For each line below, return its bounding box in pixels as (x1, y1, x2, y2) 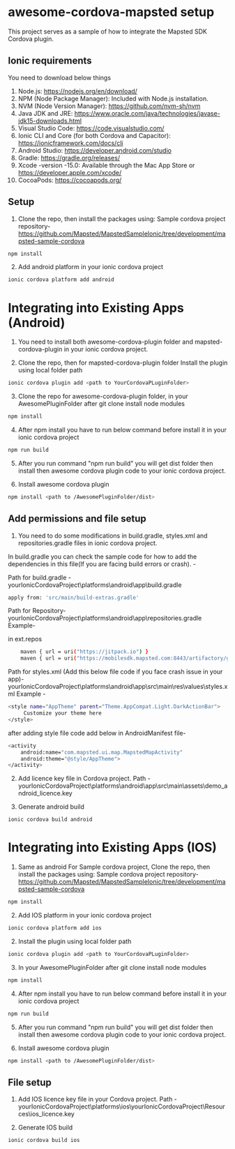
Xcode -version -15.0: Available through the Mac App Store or (17, 161, 195, 169)
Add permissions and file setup (8, 513, 146, 525)
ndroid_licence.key (17, 789, 73, 798)
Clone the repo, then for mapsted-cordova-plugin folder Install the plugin (17, 358, 228, 367)
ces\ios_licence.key (17, 1110, 75, 1118)
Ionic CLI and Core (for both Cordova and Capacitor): (17, 131, 171, 139)
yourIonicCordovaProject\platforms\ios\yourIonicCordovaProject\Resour (17, 1102, 225, 1111)
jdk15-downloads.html (17, 116, 82, 125)
